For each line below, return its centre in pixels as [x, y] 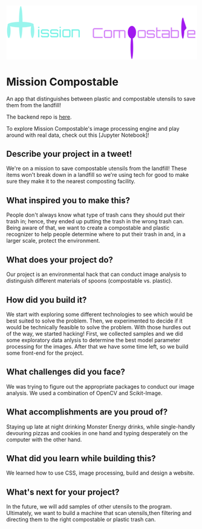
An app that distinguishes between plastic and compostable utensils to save [101, 99]
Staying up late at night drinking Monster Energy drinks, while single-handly [101, 427]
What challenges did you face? [66, 372]
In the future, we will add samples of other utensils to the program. [89, 507]
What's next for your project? [63, 492]
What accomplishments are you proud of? [87, 412]
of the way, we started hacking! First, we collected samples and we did [95, 333]
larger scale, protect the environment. [53, 241]
